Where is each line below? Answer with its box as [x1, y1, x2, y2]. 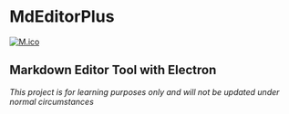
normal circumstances [9, 96, 94, 107]
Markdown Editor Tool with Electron [9, 62, 217, 78]
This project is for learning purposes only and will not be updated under [9, 86, 280, 97]
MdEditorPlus [9, 6, 115, 27]
